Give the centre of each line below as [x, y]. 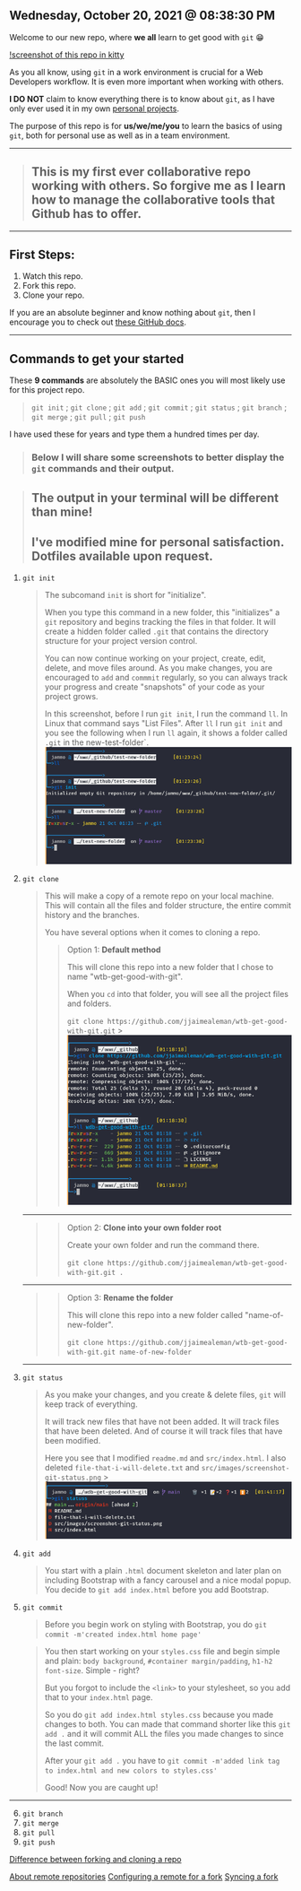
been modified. [73, 1441]
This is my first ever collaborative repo [141, 172]
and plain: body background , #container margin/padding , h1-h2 [159, 1661]
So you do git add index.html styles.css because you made [159, 1715]
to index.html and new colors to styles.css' [131, 1771]
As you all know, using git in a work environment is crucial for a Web [136, 72]
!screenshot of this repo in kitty [67, 55]
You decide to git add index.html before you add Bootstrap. [157, 1590]
